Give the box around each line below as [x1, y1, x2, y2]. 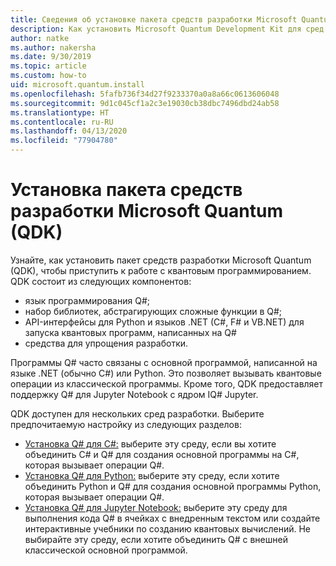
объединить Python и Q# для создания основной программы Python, [24, 480, 322, 492]
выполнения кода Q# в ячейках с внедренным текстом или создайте [24, 512, 321, 524]
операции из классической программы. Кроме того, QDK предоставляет [10, 377, 324, 390]
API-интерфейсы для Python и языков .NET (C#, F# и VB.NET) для [24, 316, 305, 328]
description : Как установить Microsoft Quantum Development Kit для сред [10, 24, 325, 34]
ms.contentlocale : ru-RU [10, 117, 114, 127]
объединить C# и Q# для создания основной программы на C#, [24, 448, 300, 460]
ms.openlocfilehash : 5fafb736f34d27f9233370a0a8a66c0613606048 [10, 89, 280, 99]
